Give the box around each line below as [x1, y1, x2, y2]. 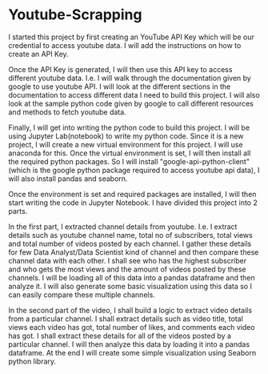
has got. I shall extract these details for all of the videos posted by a [8, 331, 232, 340]
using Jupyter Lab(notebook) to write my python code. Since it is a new [8, 131, 244, 141]
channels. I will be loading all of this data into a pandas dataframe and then [8, 272, 256, 282]
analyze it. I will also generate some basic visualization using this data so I [8, 281, 252, 291]
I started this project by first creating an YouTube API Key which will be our [8, 32, 254, 42]
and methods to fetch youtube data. [8, 107, 126, 117]
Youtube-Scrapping [8, 6, 142, 24]
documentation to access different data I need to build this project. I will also [8, 90, 260, 99]
